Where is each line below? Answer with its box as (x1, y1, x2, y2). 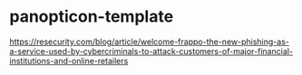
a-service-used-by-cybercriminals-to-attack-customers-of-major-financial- (9, 45, 293, 56)
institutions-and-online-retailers (9, 55, 129, 66)
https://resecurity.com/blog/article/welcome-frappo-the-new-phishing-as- (9, 36, 290, 47)
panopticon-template (9, 6, 174, 27)
